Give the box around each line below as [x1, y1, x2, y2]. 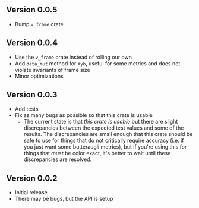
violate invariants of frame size [14, 66, 90, 73]
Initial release [14, 189, 48, 196]
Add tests [14, 105, 39, 112]
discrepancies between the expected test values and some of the [23, 124, 184, 131]
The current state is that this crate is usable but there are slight [23, 118, 178, 125]
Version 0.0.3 [6, 90, 58, 100]
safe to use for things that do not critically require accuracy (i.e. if [23, 137, 184, 144]
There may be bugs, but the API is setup [14, 196, 113, 203]
